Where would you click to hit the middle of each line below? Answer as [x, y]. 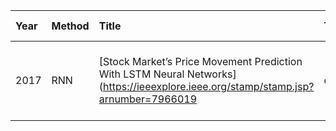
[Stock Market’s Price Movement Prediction [200, 61]
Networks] [211, 74]
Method [70, 26]
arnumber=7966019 [148, 99]
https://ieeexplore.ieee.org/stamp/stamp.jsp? [208, 86]
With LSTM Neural [141, 74]
